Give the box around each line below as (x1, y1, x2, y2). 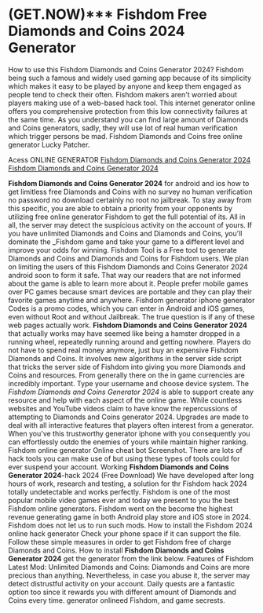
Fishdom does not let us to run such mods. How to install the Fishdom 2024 (8, 520, 253, 530)
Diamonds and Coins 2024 (8, 22, 186, 40)
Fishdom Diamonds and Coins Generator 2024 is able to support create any (8, 387, 254, 396)
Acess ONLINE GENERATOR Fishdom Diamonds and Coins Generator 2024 (8, 155, 251, 164)
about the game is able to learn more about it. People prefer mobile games (8, 279, 249, 288)
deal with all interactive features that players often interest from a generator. (8, 420, 254, 429)
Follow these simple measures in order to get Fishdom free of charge (8, 537, 232, 546)
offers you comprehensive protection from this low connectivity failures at (8, 106, 247, 115)
